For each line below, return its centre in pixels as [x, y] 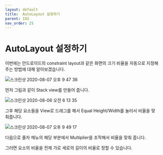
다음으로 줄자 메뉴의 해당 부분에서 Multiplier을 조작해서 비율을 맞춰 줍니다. [76, 137]
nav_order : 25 [20, 23]
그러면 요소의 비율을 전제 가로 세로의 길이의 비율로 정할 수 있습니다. [69, 148]
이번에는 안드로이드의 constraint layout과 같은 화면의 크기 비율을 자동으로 [75, 63]
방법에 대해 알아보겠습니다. [40, 69]
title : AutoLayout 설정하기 [32, 14]
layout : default [21, 10]
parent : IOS [17, 19]
